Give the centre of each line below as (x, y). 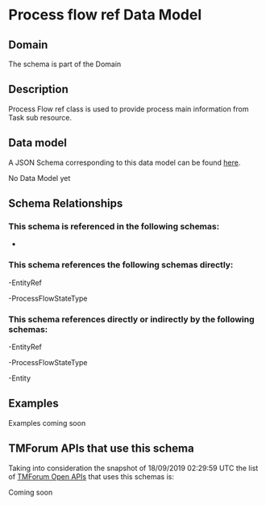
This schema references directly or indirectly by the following (132, 319)
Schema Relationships (66, 204)
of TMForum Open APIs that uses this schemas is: (91, 476)
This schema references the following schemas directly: (121, 265)
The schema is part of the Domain (65, 64)
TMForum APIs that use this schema (102, 449)
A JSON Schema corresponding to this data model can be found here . (125, 162)
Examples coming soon (47, 423)
